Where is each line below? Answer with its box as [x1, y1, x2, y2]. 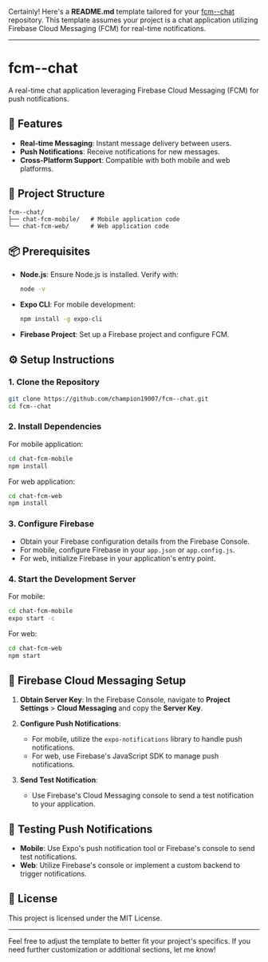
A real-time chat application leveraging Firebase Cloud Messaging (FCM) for [8, 85, 259, 95]
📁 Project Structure [8, 187, 105, 200]
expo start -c [8, 614, 56, 622]
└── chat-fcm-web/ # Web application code [8, 222, 170, 230]
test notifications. [19, 852, 77, 861]
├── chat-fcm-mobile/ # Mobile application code [8, 215, 180, 223]
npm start [8, 651, 41, 659]
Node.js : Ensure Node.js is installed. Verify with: [19, 270, 179, 279]
